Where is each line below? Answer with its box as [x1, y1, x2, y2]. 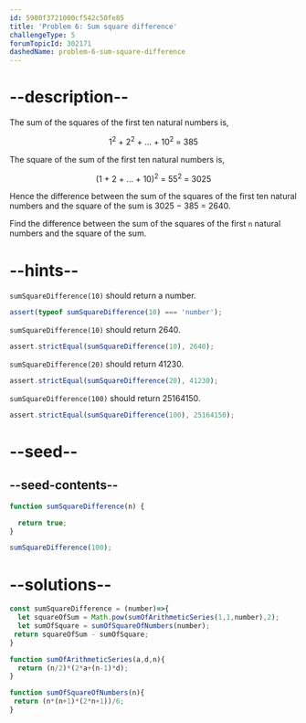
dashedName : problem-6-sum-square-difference [9, 48, 185, 57]
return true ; [17, 518, 68, 527]
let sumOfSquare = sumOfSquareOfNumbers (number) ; [17, 622, 210, 631]
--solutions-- [9, 574, 112, 595]
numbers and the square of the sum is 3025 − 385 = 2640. [9, 200, 231, 211]
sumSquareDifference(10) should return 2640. [9, 324, 181, 335]
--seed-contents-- [9, 477, 119, 494]
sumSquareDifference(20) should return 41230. [9, 358, 185, 370]
